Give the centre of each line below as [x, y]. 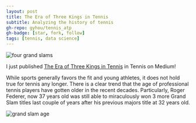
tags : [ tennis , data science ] [43, 38]
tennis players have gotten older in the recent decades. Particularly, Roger [96, 90]
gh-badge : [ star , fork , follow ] [45, 33]
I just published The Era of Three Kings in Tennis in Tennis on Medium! [91, 66]
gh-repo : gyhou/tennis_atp [39, 28]
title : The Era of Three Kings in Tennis [57, 17]
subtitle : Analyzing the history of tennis [60, 22]
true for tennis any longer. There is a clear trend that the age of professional [97, 84]
